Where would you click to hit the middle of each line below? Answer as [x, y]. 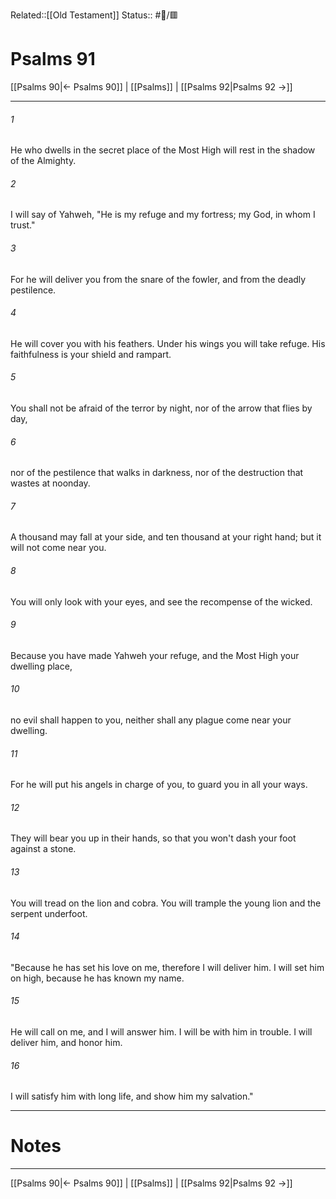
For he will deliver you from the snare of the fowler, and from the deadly [158, 279]
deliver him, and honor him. [66, 1042]
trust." [23, 225]
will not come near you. [58, 548]
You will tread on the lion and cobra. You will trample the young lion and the [166, 903]
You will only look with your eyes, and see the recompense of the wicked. [161, 601]
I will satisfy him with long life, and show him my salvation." [132, 1096]
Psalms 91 [53, 59]
